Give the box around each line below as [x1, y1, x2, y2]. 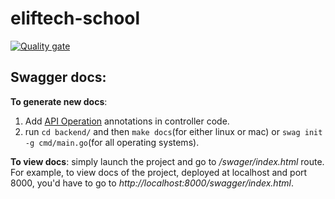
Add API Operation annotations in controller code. [24, 115, 230, 127]
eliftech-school [10, 7, 141, 30]
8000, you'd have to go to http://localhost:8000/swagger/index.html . [10, 177, 294, 189]
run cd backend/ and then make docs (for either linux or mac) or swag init [24, 125, 323, 137]
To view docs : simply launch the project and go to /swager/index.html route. [10, 155, 325, 167]
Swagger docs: [10, 69, 107, 86]
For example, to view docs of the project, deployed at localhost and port [10, 166, 308, 178]
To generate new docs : [10, 95, 108, 107]
